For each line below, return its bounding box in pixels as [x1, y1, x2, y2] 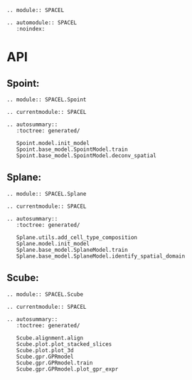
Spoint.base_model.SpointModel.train [16, 146, 129, 153]
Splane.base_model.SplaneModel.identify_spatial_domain [16, 253, 186, 260]
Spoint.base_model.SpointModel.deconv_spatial [16, 152, 157, 159]
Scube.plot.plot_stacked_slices [16, 340, 112, 348]
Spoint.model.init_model [16, 139, 90, 147]
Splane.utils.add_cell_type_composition [16, 233, 138, 241]
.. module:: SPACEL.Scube [6, 290, 83, 298]
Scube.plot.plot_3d [16, 347, 74, 354]
